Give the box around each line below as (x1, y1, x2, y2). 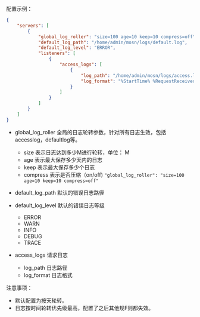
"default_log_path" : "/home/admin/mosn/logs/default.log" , (37, 39, 187, 45)
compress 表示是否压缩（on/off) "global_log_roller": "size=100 (23, 171, 185, 178)
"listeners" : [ (37, 50, 76, 57)
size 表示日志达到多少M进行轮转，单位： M (23, 149, 130, 156)
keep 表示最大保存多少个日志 (23, 164, 95, 171)
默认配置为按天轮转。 (14, 297, 67, 304)
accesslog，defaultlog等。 (14, 136, 81, 143)
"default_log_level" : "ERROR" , (37, 45, 116, 51)
